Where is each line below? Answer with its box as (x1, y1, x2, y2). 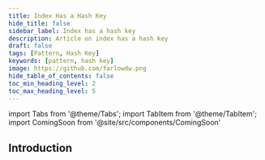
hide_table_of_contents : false (8, 72, 114, 80)
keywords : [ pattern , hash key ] (8, 57, 114, 65)
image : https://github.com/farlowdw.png (8, 65, 147, 73)
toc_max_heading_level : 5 (8, 86, 96, 95)
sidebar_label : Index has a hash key (8, 27, 136, 35)
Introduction (8, 141, 73, 154)
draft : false (8, 42, 53, 50)
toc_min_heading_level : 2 (8, 79, 96, 87)
